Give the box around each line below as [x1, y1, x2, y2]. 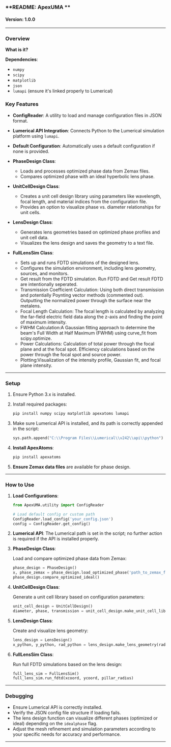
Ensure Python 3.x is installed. [12, 391, 76, 397]
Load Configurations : [12, 493, 59, 499]
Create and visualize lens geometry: [12, 627, 89, 634]
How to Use [5, 481, 35, 488]
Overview [5, 35, 30, 42]
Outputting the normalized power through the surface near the [20, 297, 151, 303]
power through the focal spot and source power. [20, 351, 122, 357]
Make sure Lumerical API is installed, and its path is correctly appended [12, 420, 163, 426]
